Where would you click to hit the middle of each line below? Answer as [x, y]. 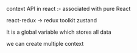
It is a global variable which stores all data [59, 32]
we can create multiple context [45, 44]
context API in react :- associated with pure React [68, 9]
